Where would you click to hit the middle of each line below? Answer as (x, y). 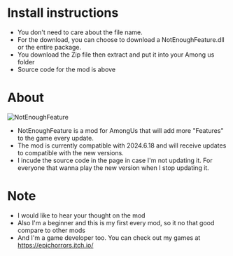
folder (26, 62)
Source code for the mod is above (66, 69)
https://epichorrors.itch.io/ (55, 245)
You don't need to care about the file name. (80, 32)
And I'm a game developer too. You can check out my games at (109, 237)
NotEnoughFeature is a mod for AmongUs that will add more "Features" (120, 130)
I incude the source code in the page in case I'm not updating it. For (115, 160)
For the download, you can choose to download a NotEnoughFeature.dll (121, 39)
